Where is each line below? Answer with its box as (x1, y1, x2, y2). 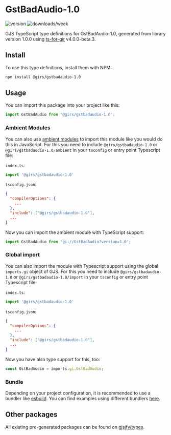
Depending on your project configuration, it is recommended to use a (5, 390, 151, 396)
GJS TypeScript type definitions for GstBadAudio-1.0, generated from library (5, 30, 166, 36)
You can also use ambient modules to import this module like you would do (5, 136, 163, 142)
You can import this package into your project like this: (5, 102, 120, 108)
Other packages (5, 410, 58, 419)
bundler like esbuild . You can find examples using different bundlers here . (5, 395, 161, 401)
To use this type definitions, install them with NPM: (5, 64, 112, 70)
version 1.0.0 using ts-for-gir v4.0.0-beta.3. (5, 36, 96, 42)
